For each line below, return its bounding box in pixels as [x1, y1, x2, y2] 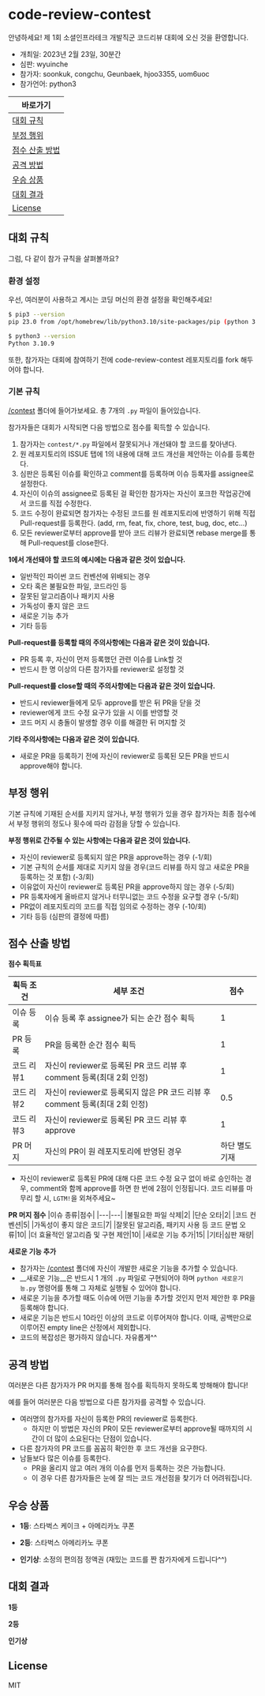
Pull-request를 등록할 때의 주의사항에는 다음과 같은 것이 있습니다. [8, 637, 211, 647]
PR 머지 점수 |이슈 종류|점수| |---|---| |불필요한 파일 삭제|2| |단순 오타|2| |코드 [8, 1210, 248, 1220]
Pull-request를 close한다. [28, 538, 109, 547]
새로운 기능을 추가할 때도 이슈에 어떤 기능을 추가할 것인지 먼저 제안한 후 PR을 [19, 1293, 256, 1303]
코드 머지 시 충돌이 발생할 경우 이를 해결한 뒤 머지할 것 [19, 717, 186, 727]
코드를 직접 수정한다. [28, 498, 92, 508]
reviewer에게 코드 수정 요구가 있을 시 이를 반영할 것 [19, 707, 178, 717]
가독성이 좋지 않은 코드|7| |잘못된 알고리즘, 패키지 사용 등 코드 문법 [33, 1220, 238, 1229]
